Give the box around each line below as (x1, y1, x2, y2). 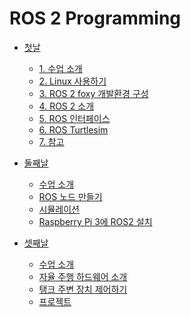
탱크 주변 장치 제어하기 (38, 283, 128, 295)
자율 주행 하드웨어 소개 (38, 270, 128, 282)
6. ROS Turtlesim (38, 123, 109, 136)
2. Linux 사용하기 (38, 75, 107, 87)
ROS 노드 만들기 (38, 190, 103, 202)
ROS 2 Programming (9, 7, 182, 30)
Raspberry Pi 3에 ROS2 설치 (38, 215, 153, 227)
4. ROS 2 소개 (38, 100, 95, 112)
